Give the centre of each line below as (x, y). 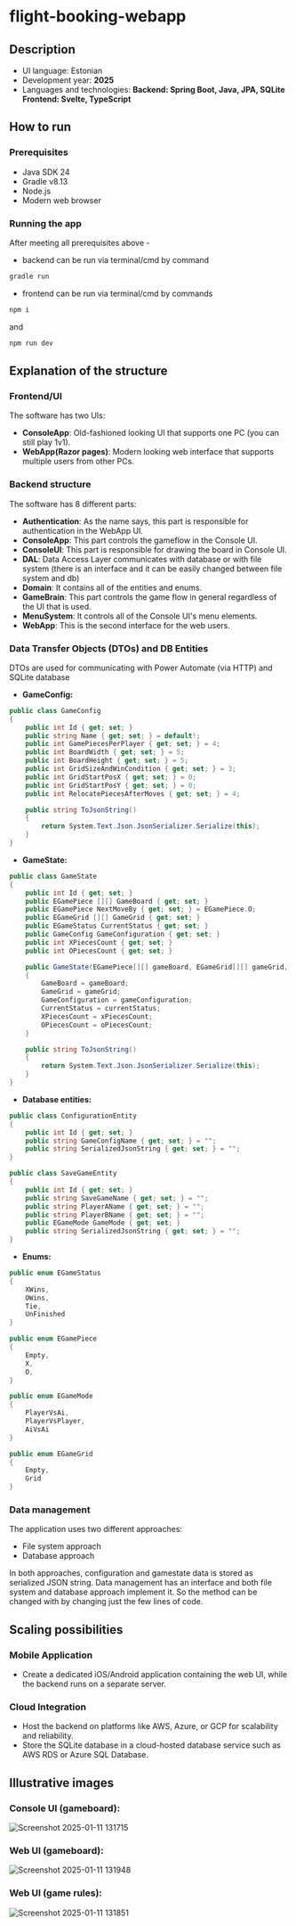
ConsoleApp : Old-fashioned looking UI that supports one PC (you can (151, 433)
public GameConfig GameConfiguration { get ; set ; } (123, 934)
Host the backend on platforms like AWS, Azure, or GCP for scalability (150, 1726)
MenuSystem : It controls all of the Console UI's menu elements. (140, 616)
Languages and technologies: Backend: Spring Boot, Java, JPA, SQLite (154, 90)
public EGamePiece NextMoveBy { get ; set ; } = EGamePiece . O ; (141, 910)
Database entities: (56, 1099)
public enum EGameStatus (55, 1273)
